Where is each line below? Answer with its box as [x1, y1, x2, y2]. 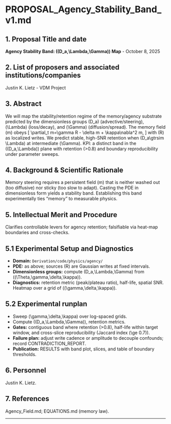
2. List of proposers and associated [5, 63, 120, 72]
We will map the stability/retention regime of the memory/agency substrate [5, 113, 162, 119]
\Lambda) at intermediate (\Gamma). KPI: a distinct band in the [5, 140, 136, 146]
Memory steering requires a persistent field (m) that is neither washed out [5, 179, 160, 185]
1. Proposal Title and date [5, 35, 87, 43]
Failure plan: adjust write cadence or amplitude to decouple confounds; [12, 335, 164, 341]
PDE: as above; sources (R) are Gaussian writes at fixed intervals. [12, 263, 150, 269]
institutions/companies [5, 71, 81, 80]
